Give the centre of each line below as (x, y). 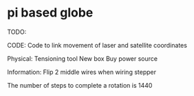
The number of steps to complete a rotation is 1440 (80, 85)
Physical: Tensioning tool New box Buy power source (83, 58)
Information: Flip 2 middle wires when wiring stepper (82, 72)
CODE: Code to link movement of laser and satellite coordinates (97, 45)
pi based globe (50, 13)
